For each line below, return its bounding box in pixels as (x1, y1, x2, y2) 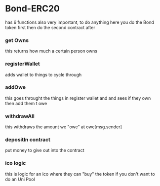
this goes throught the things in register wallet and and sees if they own (5, 95, 151, 101)
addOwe (5, 84, 26, 91)
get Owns (5, 37, 29, 43)
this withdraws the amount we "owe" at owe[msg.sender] (5, 124, 122, 130)
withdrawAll (5, 112, 35, 119)
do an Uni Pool (5, 176, 36, 182)
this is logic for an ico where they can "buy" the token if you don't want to (5, 171, 155, 177)
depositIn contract (5, 136, 51, 143)
